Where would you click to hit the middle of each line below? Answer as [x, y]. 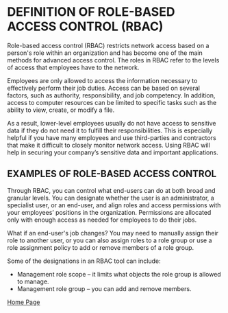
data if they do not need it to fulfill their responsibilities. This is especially [110, 130]
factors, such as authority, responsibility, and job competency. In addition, [111, 95]
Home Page [24, 302]
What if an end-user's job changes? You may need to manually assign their [113, 233]
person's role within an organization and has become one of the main [105, 53]
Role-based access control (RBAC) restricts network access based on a [108, 45]
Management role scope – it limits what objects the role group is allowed [119, 274]
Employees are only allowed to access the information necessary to [102, 80]
